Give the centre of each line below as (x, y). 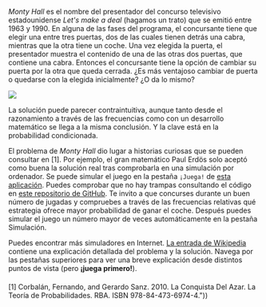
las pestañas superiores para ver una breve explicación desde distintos (125, 260)
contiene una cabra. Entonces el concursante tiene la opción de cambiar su (133, 62)
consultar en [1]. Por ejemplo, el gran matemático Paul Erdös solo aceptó (128, 159)
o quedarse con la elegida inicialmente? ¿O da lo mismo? (102, 80)
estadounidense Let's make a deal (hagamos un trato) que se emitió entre (130, 20)
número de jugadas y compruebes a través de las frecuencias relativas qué (132, 202)
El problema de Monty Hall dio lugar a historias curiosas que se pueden (126, 151)
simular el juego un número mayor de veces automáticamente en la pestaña (133, 219)
